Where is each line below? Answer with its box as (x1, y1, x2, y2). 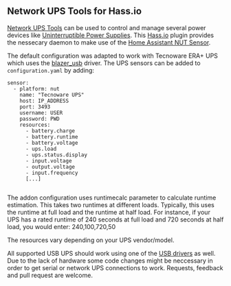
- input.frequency (25, 169, 78, 176)
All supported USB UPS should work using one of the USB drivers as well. (7, 249, 216, 257)
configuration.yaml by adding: (7, 66, 95, 74)
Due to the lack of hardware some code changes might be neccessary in (7, 257, 213, 265)
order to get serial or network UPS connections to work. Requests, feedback (7, 263, 223, 272)
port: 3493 (19, 103, 51, 110)
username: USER (19, 109, 63, 116)
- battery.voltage (25, 139, 78, 146)
